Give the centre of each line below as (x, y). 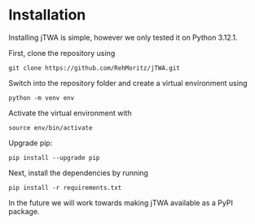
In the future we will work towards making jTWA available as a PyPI (121, 202)
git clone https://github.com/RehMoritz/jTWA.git (95, 68)
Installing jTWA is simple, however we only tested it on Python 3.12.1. (123, 37)
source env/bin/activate (51, 127)
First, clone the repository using (62, 53)
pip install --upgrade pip (54, 157)
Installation (47, 15)
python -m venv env (42, 98)
